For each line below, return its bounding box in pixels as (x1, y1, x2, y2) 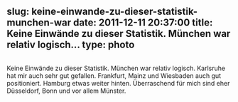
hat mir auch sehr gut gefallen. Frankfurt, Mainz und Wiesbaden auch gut (6, 71, 222, 80)
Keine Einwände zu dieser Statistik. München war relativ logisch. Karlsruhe (6, 64, 225, 72)
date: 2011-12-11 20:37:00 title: (72, 17, 213, 29)
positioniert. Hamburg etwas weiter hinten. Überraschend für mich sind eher (6, 79, 230, 87)
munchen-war (6, 17, 72, 29)
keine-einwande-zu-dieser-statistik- (31, 6, 198, 18)
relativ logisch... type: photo (6, 39, 135, 51)
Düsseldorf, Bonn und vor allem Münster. (6, 86, 126, 95)
